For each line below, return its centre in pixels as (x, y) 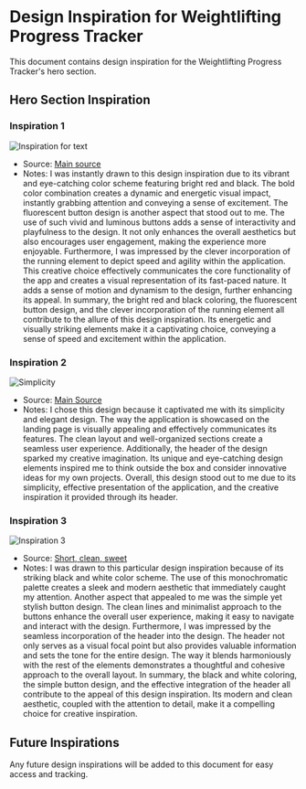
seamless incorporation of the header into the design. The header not (153, 636)
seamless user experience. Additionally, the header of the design (145, 448)
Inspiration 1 (37, 126)
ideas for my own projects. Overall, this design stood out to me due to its (159, 477)
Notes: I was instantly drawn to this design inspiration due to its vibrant (156, 173)
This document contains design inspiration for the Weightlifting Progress (146, 61)
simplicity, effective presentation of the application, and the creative (151, 487)
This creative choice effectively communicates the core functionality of (157, 271)
